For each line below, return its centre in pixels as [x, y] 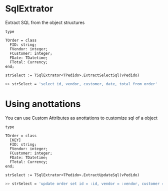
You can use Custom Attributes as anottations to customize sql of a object [81, 118]
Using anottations [43, 104]
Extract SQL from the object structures [45, 22]
